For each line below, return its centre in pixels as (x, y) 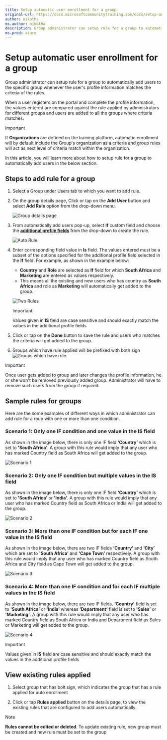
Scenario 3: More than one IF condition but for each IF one (77, 531)
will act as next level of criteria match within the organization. (68, 148)
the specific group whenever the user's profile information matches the (78, 87)
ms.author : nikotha (25, 24)
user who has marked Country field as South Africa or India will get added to (83, 503)
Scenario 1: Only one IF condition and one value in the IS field (80, 431)
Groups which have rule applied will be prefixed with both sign (76, 350)
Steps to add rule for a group (50, 179)
